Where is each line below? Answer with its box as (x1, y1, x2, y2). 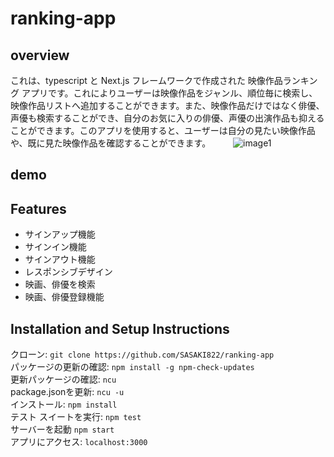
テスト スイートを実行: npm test (10, 411, 142, 423)
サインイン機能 (24, 241, 87, 253)
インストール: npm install (10, 398, 118, 411)
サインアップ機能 (24, 228, 96, 241)
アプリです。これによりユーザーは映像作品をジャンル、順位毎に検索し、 (21, 87, 318, 99)
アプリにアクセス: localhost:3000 (10, 436, 148, 448)
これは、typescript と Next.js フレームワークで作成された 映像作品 (10, 75, 283, 86)
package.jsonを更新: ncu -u (10, 386, 125, 398)
